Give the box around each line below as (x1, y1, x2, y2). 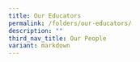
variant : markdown (8, 42, 70, 50)
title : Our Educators (8, 11, 82, 20)
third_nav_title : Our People (8, 34, 107, 43)
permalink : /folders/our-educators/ (8, 19, 132, 27)
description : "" (8, 27, 63, 35)
